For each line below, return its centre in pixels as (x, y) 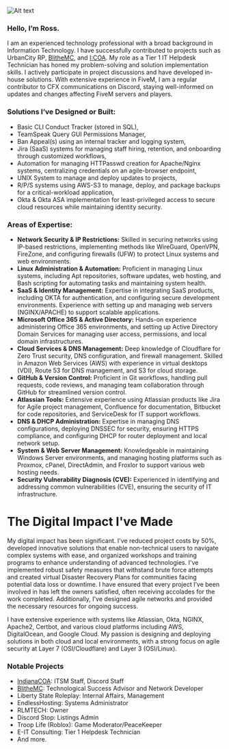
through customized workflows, (62, 156)
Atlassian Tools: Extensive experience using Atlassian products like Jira (119, 399)
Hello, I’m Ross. (33, 28)
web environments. (44, 261)
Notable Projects (36, 666)
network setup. (38, 443)
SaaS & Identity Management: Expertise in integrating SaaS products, (116, 290)
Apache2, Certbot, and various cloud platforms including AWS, (95, 626)
